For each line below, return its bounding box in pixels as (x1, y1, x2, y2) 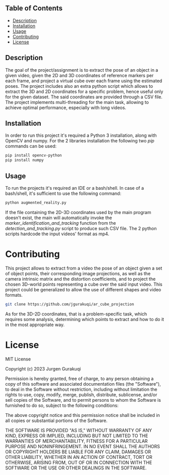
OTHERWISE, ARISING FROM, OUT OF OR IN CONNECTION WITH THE (5, 459, 152, 465)
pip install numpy (5, 157, 44, 163)
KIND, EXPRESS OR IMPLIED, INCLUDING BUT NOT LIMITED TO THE (5, 433, 148, 439)
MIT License (5, 356, 31, 362)
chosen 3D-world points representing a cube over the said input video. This (5, 281, 162, 287)
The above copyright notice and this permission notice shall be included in (5, 412, 160, 418)
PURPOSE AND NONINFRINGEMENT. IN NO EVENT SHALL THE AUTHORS (5, 443, 160, 449)
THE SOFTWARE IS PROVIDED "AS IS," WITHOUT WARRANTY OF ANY (5, 427, 152, 433)
